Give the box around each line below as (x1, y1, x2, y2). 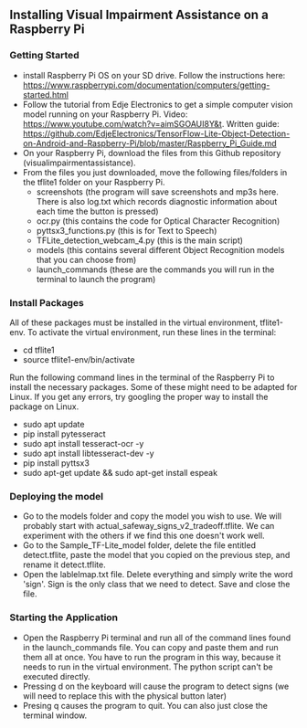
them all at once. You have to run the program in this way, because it (22, 651, 281, 662)
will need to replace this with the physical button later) (22, 690, 227, 702)
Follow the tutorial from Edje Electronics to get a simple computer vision (22, 99, 294, 110)
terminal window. (22, 710, 88, 721)
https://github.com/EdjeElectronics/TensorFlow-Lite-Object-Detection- (22, 128, 291, 139)
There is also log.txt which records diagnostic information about (36, 195, 278, 206)
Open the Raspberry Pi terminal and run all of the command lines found (22, 632, 291, 643)
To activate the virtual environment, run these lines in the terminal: (26, 326, 277, 337)
